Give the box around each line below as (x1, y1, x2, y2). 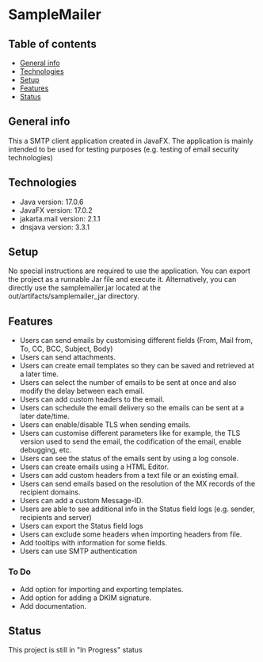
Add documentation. (19, 601, 87, 610)
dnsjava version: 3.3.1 (19, 222, 90, 232)
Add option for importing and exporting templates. (19, 584, 184, 594)
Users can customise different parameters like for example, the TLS (19, 429, 241, 438)
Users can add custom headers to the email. (19, 395, 165, 404)
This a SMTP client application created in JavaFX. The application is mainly (8, 136, 253, 145)
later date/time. (19, 411, 70, 421)
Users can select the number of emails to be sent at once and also (19, 378, 237, 387)
